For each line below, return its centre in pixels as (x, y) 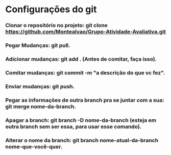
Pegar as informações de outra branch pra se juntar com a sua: (85, 100)
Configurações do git (51, 9)
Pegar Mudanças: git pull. (38, 45)
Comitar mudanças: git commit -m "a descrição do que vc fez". (85, 72)
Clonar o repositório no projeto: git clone (57, 25)
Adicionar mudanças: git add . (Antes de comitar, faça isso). (81, 59)
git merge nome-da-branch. (41, 107)
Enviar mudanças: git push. (40, 86)
